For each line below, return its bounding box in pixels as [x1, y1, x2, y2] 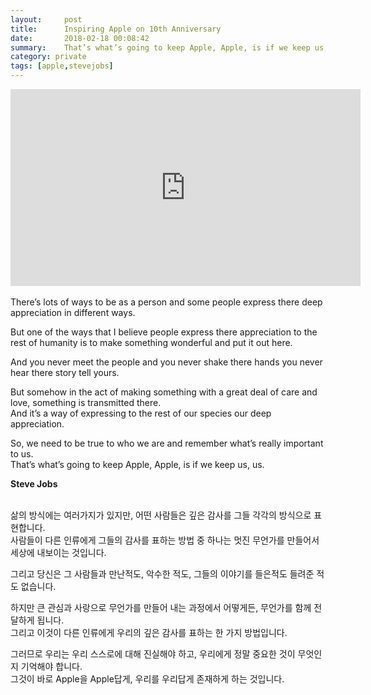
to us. [10, 448, 34, 460]
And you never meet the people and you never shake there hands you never [10, 356, 323, 368]
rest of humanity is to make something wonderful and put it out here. [10, 337, 293, 348]
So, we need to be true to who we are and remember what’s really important [10, 437, 324, 449]
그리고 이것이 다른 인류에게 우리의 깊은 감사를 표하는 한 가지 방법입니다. [10, 627, 288, 638]
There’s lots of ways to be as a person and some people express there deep [10, 296, 323, 308]
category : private [10, 52, 87, 62]
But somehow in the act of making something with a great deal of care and [10, 386, 318, 398]
